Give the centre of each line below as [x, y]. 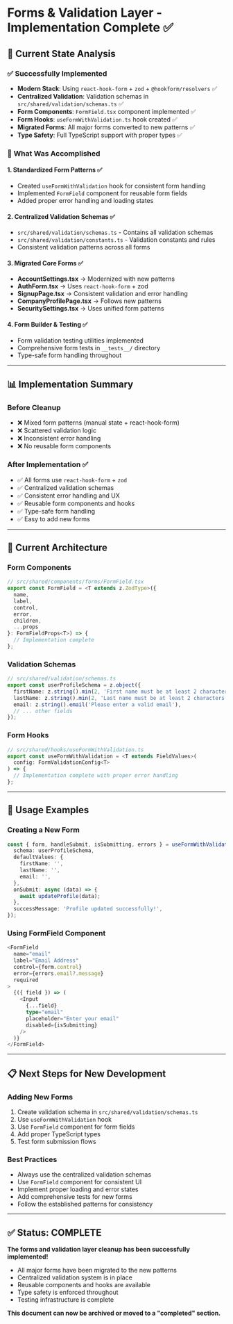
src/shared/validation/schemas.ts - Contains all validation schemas [115, 232]
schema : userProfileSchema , [54, 851]
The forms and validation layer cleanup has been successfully [99, 1250]
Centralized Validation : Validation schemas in [83, 96]
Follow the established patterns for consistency [85, 1204]
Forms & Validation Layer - [85, 13]
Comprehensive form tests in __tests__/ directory [89, 348]
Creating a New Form [43, 830]
